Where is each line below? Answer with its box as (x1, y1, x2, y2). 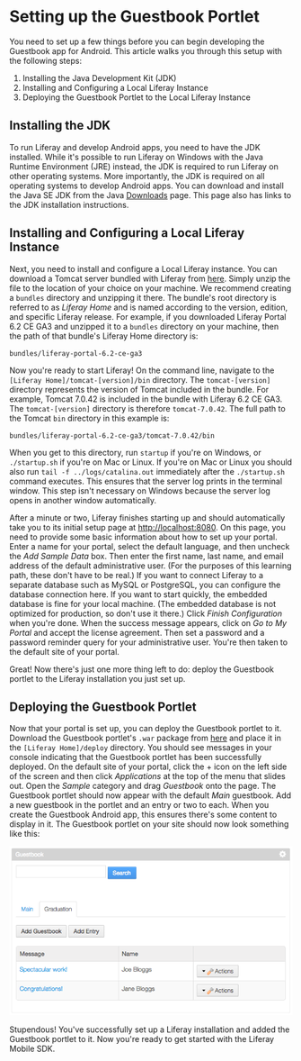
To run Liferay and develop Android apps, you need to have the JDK (9, 141, 261, 152)
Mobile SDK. (9, 1043, 56, 1054)
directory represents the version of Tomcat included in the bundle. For (9, 384, 270, 394)
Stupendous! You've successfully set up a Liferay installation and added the (9, 1024, 290, 1035)
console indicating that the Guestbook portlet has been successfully (9, 752, 262, 763)
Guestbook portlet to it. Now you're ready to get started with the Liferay (9, 1033, 275, 1044)
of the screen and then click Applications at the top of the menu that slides (9, 771, 286, 782)
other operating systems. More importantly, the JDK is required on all (9, 170, 265, 181)
